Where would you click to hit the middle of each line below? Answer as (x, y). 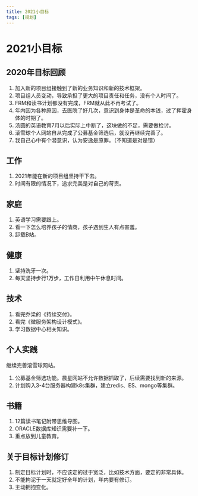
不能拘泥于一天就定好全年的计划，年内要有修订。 (75, 480)
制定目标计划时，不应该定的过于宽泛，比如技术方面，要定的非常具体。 (101, 472)
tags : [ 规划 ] (21, 17)
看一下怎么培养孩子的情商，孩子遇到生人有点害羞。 (77, 227)
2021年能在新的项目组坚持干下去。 (57, 176)
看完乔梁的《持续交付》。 (45, 314)
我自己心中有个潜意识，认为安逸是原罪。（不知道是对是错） (87, 140)
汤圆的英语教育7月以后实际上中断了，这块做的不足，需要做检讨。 (94, 125)
